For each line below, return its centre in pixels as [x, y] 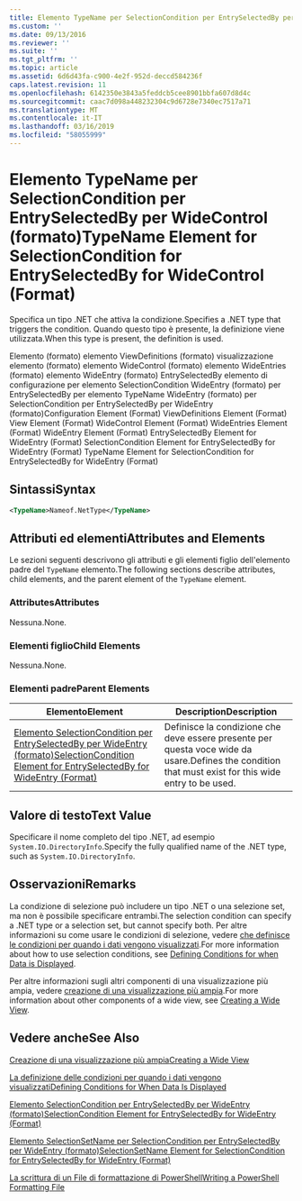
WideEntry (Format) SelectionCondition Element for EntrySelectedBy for [142, 441]
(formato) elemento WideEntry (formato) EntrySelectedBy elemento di [138, 375]
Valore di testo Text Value [80, 815]
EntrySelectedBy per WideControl [138, 218]
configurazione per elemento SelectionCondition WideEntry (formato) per [145, 385]
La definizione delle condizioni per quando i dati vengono [115, 1077]
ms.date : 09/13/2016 [48, 34]
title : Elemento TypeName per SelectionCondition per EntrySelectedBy [144, 18]
